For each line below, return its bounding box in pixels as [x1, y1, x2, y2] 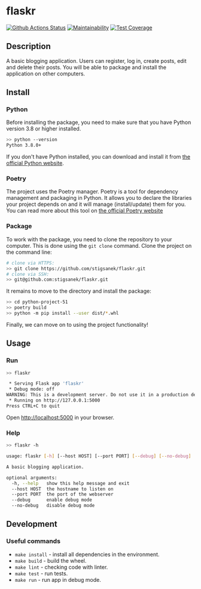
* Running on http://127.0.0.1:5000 [8, 397, 100, 403]
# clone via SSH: [6, 271, 50, 277]
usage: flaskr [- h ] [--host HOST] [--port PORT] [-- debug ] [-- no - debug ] [6, 453, 191, 459]
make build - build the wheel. [14, 557, 87, 564]
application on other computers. [6, 70, 86, 77]
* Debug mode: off [8, 386, 55, 393]
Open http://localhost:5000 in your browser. [6, 414, 115, 421]
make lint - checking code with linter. [14, 563, 108, 570]
